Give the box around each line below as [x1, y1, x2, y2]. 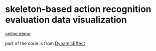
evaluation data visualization [5, 14, 127, 25]
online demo [5, 30, 31, 36]
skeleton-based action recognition [5, 3, 152, 15]
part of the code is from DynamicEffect [5, 40, 85, 46]
